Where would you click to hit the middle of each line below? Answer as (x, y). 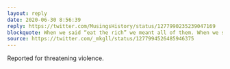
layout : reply (27, 13)
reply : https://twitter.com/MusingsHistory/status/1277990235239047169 (111, 26)
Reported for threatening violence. (55, 58)
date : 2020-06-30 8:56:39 (44, 20)
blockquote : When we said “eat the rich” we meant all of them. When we (113, 32)
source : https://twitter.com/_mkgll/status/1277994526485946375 (101, 39)
